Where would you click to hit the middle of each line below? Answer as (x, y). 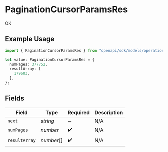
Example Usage (30, 39)
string (48, 121)
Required (79, 112)
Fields (15, 99)
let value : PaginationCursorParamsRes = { (50, 59)
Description (109, 112)
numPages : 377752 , (29, 64)
